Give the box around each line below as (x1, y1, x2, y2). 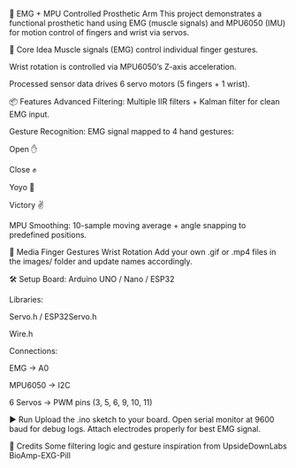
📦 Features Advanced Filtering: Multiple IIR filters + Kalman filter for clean (9, 96, 280, 106)
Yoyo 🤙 (9, 182, 35, 192)
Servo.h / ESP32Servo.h (9, 311, 97, 322)
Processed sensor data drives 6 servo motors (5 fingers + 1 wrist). (9, 79, 250, 88)
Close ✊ (9, 165, 37, 174)
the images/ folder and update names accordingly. (9, 257, 193, 266)
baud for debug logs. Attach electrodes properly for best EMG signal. (9, 424, 261, 433)
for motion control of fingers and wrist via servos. (9, 27, 190, 37)
